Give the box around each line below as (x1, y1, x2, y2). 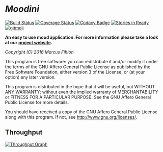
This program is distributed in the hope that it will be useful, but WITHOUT (5, 83, 155, 89)
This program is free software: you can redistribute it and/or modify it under (5, 58, 158, 64)
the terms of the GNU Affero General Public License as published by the (5, 64, 151, 70)
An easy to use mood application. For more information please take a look (5, 34, 158, 40)
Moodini (5, 3, 39, 15)
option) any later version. (5, 74, 55, 80)
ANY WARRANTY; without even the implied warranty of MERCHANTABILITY (5, 89, 159, 95)
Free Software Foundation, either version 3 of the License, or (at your (5, 69, 145, 75)
